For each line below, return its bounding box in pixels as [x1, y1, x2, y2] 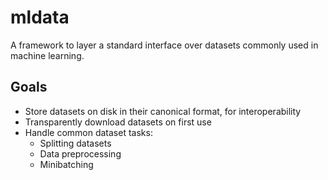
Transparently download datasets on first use [24, 116, 212, 128]
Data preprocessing [39, 147, 122, 160]
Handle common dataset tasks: [24, 126, 153, 138]
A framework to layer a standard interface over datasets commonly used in [10, 39, 319, 51]
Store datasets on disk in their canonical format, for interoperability [24, 105, 302, 117]
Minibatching [39, 158, 94, 170]
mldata [10, 6, 70, 29]
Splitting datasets [39, 137, 112, 149]
